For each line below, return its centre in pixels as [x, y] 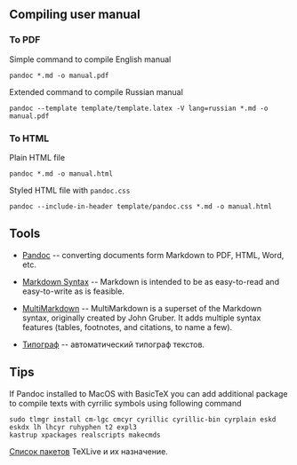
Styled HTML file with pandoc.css [70, 190]
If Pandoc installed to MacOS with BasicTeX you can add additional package [148, 393]
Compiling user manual [75, 15]
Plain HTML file [37, 157]
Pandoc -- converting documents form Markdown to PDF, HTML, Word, [153, 255]
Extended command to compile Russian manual [96, 91]
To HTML [29, 138]
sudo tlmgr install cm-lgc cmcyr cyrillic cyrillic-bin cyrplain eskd [143, 419]
